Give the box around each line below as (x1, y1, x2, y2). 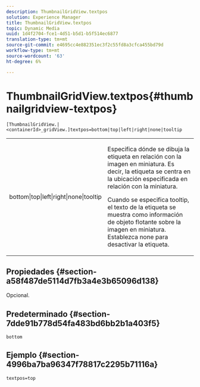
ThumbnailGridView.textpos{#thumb (6, 89, 193, 103)
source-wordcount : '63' (6, 53, 65, 59)
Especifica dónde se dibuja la (107, 145, 190, 154)
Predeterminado (6, 309, 68, 319)
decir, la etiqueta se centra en (107, 167, 191, 176)
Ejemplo (6, 350, 37, 360)
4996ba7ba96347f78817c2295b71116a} (6, 360, 158, 370)
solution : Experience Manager (6, 14, 82, 20)
